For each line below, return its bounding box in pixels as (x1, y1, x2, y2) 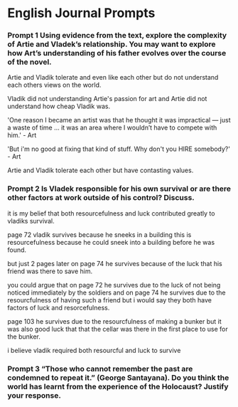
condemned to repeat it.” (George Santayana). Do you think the (7, 372, 229, 382)
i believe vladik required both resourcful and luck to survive (7, 346, 181, 354)
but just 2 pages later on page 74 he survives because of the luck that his (7, 259, 222, 268)
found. (7, 245, 27, 254)
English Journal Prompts (7, 5, 156, 21)
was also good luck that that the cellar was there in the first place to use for (7, 324, 229, 333)
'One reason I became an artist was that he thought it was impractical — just (7, 116, 231, 125)
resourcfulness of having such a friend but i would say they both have (7, 295, 212, 304)
